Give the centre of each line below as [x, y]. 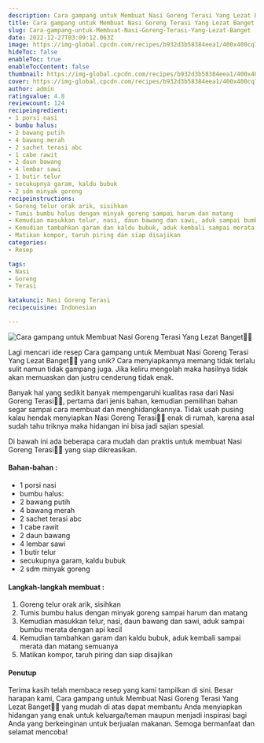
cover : [19, 81]
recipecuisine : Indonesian [52, 308]
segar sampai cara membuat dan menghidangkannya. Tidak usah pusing [126, 409]
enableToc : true [35, 60]
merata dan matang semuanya [69, 646]
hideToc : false [33, 52]
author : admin [31, 89]
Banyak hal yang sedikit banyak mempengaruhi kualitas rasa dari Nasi [121, 392]
